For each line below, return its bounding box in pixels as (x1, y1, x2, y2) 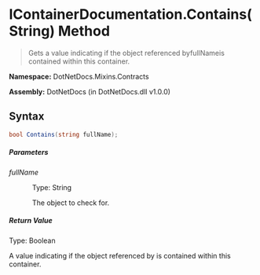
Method (58, 22, 111, 40)
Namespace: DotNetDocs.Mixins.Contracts (9, 71, 149, 81)
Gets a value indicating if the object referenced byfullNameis (27, 48, 225, 57)
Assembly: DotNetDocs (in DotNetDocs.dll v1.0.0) (9, 86, 171, 96)
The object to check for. (31, 198, 110, 207)
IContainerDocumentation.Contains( (9, 5, 252, 24)
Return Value (9, 216, 53, 225)
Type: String (31, 182, 72, 192)
